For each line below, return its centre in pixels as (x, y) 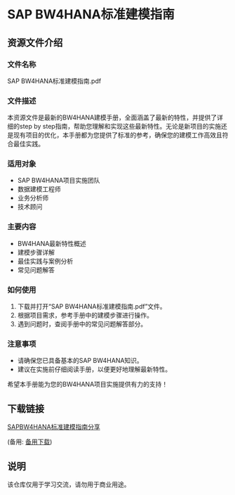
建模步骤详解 (36, 252)
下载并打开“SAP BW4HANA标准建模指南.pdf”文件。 (92, 307)
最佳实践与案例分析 (45, 261)
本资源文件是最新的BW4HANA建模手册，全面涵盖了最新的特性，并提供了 (112, 117)
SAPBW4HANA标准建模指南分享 (54, 427)
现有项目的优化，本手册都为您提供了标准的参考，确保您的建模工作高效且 (117, 135)
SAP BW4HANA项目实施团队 (59, 181)
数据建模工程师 (39, 189)
